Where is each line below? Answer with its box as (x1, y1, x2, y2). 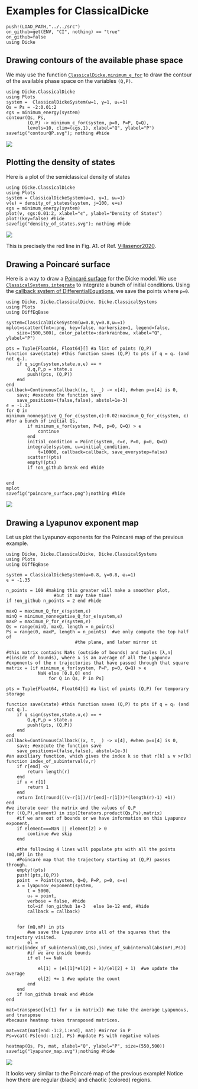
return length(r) (27, 769, 70, 775)
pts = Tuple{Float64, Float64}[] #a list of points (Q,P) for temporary (6, 686, 189, 692)
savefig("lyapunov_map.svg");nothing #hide (6, 1049, 115, 1055)
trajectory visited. (6, 935, 57, 940)
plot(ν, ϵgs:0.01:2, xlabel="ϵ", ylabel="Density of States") (6, 210, 163, 217)
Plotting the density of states (6, 157, 115, 167)
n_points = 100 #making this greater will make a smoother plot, (6, 588, 170, 594)
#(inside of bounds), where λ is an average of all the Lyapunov (6, 655, 170, 661)
